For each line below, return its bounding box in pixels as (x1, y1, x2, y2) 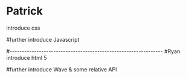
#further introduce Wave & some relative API (6, 65, 117, 73)
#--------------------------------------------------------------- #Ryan (6, 47, 181, 55)
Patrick (6, 4, 43, 18)
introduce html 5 (6, 54, 47, 61)
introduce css (6, 24, 40, 31)
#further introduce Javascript (6, 36, 80, 43)
